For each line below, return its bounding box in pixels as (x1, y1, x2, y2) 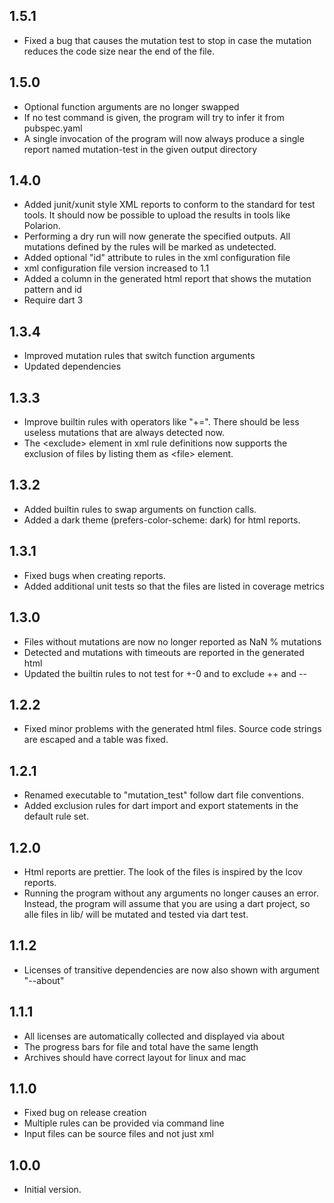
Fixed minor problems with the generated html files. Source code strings (23, 723, 322, 735)
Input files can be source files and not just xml (23, 1128, 214, 1140)
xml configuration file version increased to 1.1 (23, 262, 210, 274)
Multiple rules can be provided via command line (23, 1117, 225, 1129)
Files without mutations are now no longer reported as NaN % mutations (23, 635, 322, 648)
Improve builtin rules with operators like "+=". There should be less (23, 416, 300, 428)
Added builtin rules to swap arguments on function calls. (23, 503, 257, 515)
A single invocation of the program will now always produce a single (23, 132, 305, 144)
